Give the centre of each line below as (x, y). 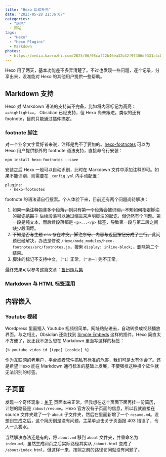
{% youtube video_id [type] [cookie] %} (47, 350)
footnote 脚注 (21, 133)
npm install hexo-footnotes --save (42, 160)
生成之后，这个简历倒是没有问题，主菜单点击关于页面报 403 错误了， (84, 420)
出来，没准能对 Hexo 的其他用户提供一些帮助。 (57, 77)
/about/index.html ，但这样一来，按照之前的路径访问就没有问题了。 (74, 450)
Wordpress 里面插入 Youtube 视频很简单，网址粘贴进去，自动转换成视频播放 (83, 329)
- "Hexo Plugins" (27, 42)
